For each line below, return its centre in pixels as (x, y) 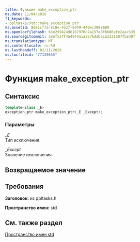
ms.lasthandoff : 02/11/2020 (33, 50)
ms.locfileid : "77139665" (31, 55)
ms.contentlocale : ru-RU (30, 46)
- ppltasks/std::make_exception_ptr (42, 23)
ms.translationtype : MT (29, 41)
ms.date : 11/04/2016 (26, 14)
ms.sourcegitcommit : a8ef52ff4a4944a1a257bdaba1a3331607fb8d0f (70, 37)
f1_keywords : (18, 18)
